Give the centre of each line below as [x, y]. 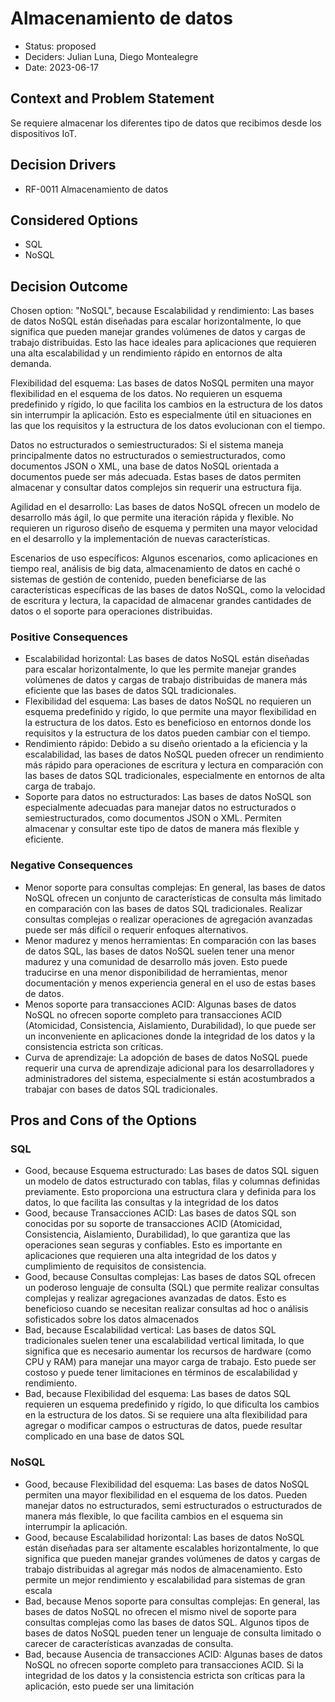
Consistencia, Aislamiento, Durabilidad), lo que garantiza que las [157, 1234]
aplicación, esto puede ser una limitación [109, 1686]
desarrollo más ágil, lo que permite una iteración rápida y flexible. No [152, 518]
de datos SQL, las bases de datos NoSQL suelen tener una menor [159, 951]
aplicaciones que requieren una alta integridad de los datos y [150, 1256]
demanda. [31, 364]
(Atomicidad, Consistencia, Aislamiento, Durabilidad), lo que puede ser [170, 1025]
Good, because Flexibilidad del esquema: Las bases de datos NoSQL [167, 1484]
